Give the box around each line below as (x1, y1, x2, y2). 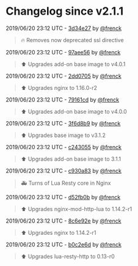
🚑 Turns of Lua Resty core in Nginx (20, 179, 111, 187)
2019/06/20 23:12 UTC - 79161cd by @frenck (5, 96, 120, 103)
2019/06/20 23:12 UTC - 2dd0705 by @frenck (5, 72, 122, 79)
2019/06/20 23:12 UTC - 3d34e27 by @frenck (5, 24, 122, 32)
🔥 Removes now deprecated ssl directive (20, 36, 124, 43)
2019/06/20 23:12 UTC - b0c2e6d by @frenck (5, 240, 122, 248)
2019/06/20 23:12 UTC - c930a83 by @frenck (5, 167, 122, 174)
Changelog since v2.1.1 (5, 4, 123, 18)
